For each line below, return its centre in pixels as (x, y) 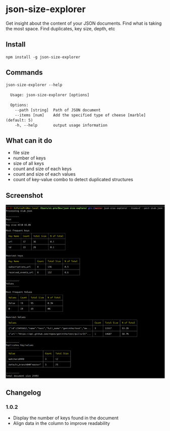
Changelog (23, 392)
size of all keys (29, 164)
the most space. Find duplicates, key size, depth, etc (61, 28)
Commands (24, 72)
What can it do (29, 141)
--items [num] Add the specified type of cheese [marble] (80, 115)
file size (21, 153)
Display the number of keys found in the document (66, 418)
